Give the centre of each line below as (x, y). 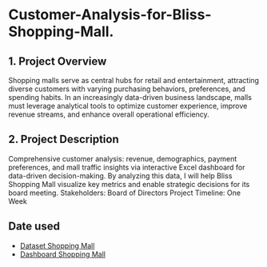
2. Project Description (64, 139)
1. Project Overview (58, 61)
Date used (34, 227)
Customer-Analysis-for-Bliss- (110, 15)
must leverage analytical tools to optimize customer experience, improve (128, 106)
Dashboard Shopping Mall (63, 254)
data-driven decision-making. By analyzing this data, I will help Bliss (120, 175)
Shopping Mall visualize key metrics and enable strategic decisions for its (129, 184)
